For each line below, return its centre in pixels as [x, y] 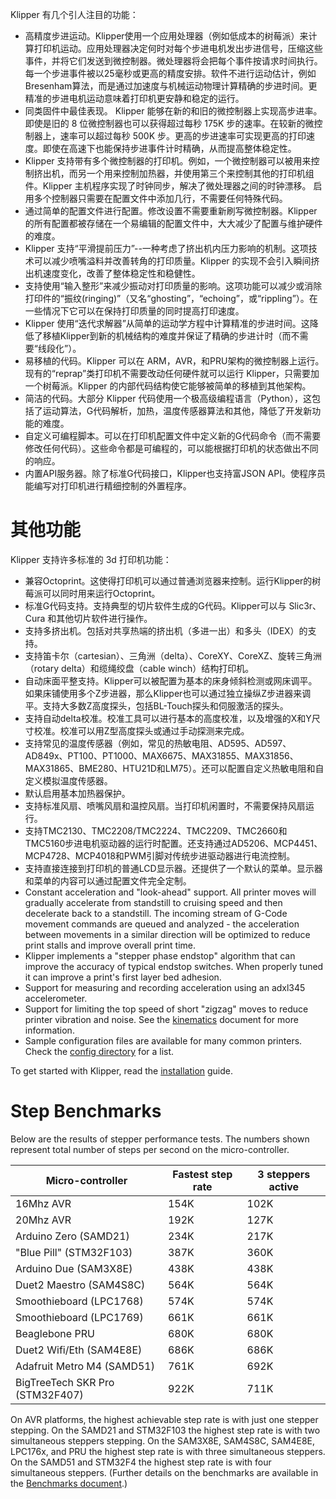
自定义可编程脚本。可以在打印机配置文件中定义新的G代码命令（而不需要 [173, 436]
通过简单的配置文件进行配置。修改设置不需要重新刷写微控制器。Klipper [171, 211]
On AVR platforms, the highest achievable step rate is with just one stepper [164, 1419]
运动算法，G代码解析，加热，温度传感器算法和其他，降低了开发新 [177, 411]
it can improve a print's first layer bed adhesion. [123, 977]
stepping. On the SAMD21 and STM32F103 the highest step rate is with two [165, 1430]
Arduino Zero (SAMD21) [72, 1236]
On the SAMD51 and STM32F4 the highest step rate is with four [141, 1462]
